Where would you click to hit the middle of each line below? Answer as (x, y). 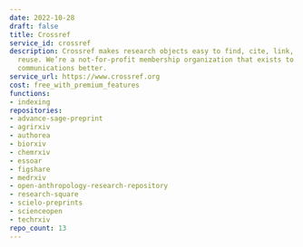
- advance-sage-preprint (56, 119)
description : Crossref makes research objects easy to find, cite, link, (152, 52)
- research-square (44, 195)
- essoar (26, 161)
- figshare (30, 169)
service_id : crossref (50, 43)
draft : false (34, 26)
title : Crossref (40, 34)
